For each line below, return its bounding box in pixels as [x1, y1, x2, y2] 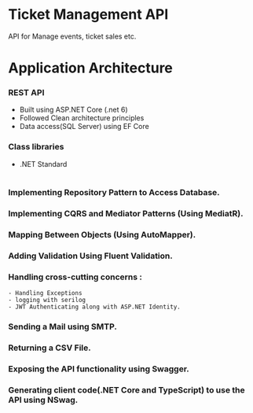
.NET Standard [19, 159, 68, 168]
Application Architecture [8, 59, 173, 77]
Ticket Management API [8, 6, 169, 24]
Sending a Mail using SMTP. [8, 321, 118, 332]
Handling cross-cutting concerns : [8, 271, 143, 282]
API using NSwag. [8, 394, 79, 405]
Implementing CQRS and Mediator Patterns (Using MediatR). [8, 208, 244, 219]
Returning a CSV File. [8, 342, 92, 353]
